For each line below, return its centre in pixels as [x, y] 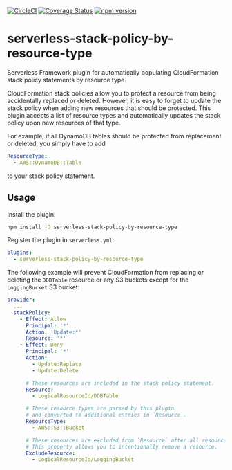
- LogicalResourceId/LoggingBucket [83, 460]
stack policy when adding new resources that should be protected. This [109, 108]
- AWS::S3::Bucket [58, 428]
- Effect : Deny [41, 345]
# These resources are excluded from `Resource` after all [112, 440]
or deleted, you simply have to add [56, 143]
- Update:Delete [55, 370]
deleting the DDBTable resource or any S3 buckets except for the [98, 280]
